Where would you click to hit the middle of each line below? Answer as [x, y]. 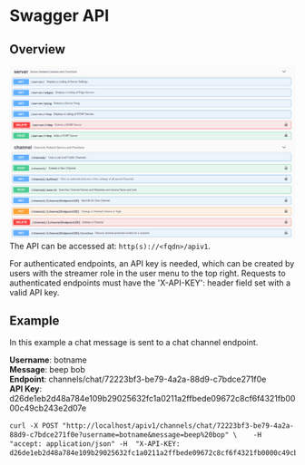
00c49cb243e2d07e [48, 408]
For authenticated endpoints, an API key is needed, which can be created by [152, 263]
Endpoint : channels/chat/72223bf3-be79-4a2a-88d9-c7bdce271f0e [138, 379]
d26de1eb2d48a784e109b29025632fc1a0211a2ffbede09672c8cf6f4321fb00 [152, 399]
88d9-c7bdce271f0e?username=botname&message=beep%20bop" [119, 435]
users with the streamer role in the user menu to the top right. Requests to [148, 273]
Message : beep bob [48, 370]
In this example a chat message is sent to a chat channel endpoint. [134, 343]
